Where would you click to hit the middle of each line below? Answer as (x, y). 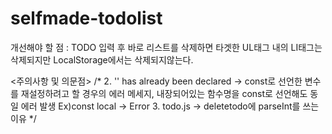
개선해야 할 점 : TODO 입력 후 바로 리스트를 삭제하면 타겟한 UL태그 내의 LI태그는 (166, 47)
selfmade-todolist (86, 18)
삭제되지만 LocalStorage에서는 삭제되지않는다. (102, 59)
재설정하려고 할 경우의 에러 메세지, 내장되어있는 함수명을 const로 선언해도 (164, 93)
